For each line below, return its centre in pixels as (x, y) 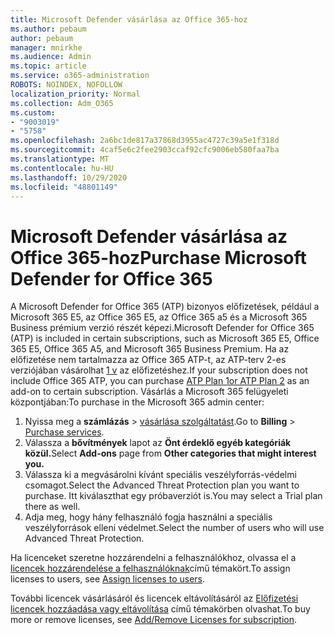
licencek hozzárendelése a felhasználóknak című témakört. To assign (150, 568)
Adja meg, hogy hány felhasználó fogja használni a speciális (148, 517)
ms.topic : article (48, 66)
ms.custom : (33, 112)
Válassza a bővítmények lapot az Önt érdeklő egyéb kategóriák (158, 443)
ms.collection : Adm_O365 (62, 103)
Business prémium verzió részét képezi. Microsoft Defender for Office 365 (162, 328)
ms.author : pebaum (48, 29)
